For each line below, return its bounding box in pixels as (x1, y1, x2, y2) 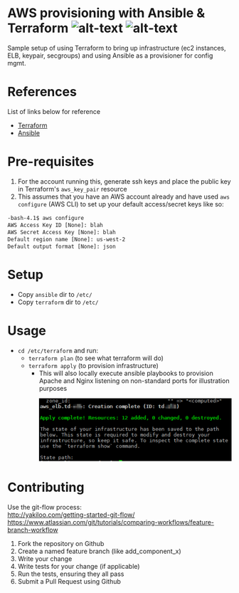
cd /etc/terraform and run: (17, 346, 98, 355)
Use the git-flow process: (7, 503, 82, 511)
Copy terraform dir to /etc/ (17, 298, 99, 306)
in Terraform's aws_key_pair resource (17, 184, 127, 193)
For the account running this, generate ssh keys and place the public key (17, 177, 231, 186)
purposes (38, 384, 68, 392)
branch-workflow (7, 525, 58, 534)
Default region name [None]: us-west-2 (7, 236, 126, 243)
